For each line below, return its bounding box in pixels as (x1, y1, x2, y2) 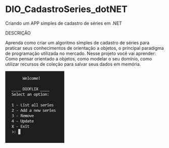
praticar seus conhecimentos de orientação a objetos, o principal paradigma (5, 45, 164, 51)
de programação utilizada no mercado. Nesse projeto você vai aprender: (5, 50, 156, 56)
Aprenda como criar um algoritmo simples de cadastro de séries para (5, 39, 150, 46)
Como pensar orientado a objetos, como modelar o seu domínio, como (5, 55, 152, 61)
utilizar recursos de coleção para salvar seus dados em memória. (5, 61, 141, 67)
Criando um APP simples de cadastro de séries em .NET (5, 20, 122, 26)
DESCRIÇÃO (5, 30, 31, 36)
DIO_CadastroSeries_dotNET (5, 4, 128, 15)
